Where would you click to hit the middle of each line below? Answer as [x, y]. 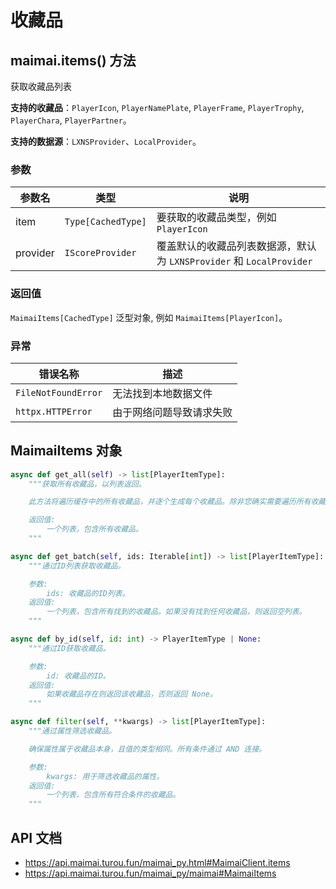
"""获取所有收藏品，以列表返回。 [87, 484]
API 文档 [36, 837]
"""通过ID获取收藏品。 [69, 648]
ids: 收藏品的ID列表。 [88, 593]
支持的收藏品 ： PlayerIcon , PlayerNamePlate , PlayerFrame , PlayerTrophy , [157, 107]
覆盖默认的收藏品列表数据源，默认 [236, 246]
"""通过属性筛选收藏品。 [72, 731]
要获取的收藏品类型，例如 [216, 218]
